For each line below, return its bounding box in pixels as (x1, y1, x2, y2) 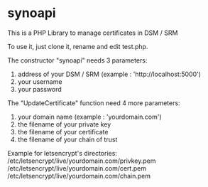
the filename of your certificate (17, 127, 109, 136)
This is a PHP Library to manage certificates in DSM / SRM (7, 28, 178, 37)
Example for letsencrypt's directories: (7, 149, 117, 157)
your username (17, 77, 62, 86)
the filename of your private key (17, 119, 111, 129)
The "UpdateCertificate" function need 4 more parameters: (7, 98, 180, 107)
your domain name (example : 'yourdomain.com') (17, 112, 162, 121)
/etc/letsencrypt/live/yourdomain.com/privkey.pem (7, 156, 156, 165)
